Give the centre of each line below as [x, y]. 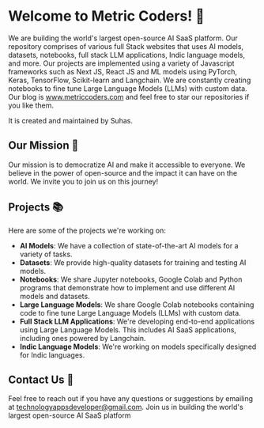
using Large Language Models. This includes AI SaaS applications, [128, 330]
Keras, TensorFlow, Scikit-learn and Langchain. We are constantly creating [130, 80]
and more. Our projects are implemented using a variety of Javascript [121, 63]
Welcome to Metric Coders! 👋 [107, 16]
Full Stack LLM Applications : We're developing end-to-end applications [137, 321]
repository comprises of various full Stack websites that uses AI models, [126, 46]
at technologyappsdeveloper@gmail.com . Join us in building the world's [126, 407]
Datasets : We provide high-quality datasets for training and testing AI [133, 262]
